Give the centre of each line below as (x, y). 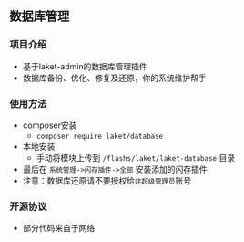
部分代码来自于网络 (59, 228)
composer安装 (50, 125)
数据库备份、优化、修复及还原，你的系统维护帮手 (114, 78)
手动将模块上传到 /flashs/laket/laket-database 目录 (135, 157)
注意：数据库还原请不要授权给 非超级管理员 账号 (107, 180)
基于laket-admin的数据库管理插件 (85, 66)
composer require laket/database (100, 136)
